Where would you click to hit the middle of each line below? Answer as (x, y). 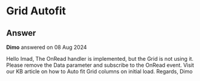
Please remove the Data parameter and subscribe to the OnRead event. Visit (100, 65)
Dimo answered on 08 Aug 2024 (47, 47)
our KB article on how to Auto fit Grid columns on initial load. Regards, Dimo (99, 71)
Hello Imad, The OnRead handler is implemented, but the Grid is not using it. (100, 59)
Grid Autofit (36, 11)
